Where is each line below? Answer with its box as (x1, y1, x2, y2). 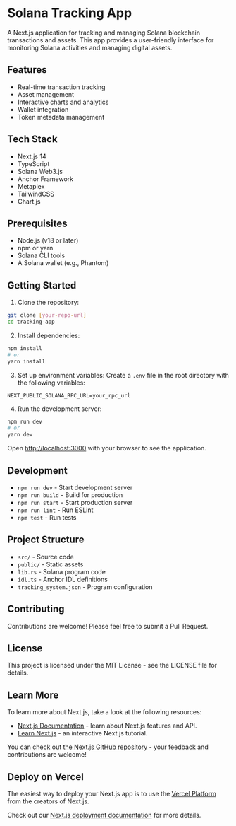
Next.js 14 (17, 152, 47, 161)
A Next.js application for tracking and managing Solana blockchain (7, 28, 201, 37)
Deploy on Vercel (7, 771, 85, 783)
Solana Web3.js (17, 167, 63, 175)
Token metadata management (17, 112, 104, 121)
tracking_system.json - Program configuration (17, 582, 153, 591)
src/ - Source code (17, 552, 74, 561)
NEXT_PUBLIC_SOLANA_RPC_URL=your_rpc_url (7, 392, 131, 399)
